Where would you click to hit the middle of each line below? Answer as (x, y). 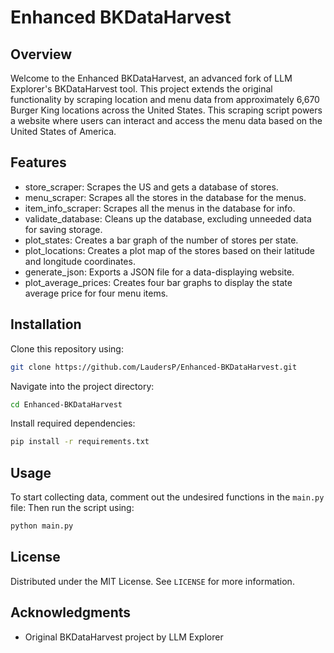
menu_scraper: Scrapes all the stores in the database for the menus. (165, 197)
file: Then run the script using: (72, 508)
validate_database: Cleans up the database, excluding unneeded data (168, 218)
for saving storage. (63, 229)
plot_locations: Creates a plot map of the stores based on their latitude (169, 250)
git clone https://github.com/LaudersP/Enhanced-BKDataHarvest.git (154, 367)
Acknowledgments (71, 612)
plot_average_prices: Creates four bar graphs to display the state (158, 282)
